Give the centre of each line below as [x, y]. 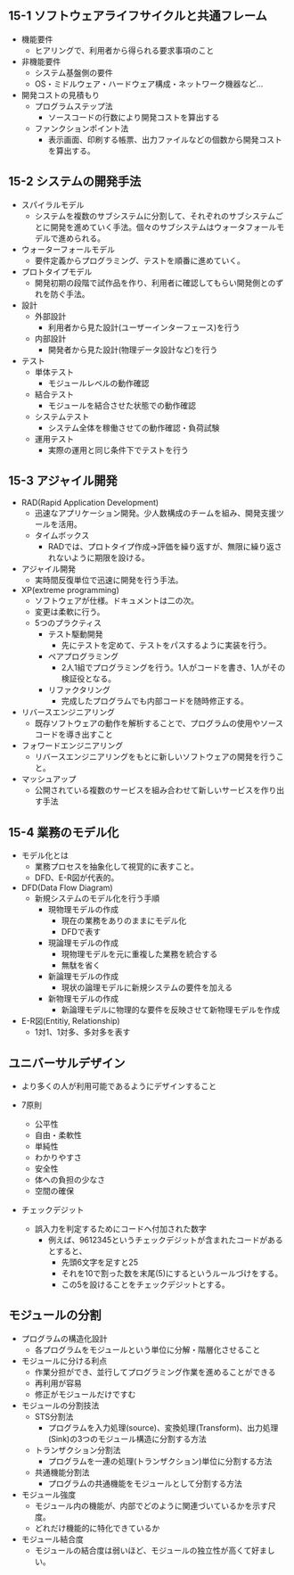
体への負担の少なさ [70, 1180]
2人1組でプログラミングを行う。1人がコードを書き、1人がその [173, 668]
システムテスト [62, 416]
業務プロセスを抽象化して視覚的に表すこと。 [117, 867]
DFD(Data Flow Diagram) [67, 888]
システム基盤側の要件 [73, 72]
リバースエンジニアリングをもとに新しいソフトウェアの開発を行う [155, 757]
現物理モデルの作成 [83, 910]
